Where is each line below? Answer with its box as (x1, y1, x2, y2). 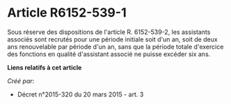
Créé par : (7, 76, 35, 85)
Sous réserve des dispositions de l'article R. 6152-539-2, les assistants (7, 28, 211, 36)
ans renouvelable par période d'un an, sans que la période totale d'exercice (7, 42, 224, 51)
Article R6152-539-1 (7, 5, 127, 21)
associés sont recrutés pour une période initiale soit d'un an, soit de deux (7, 35, 218, 43)
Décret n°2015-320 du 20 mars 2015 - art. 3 (17, 90, 144, 98)
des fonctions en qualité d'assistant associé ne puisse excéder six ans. (7, 50, 211, 58)
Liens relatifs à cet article (7, 63, 82, 71)
